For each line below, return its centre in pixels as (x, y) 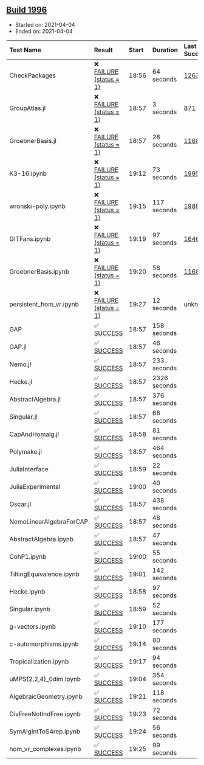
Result (104, 50)
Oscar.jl (20, 504)
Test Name (25, 50)
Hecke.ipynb (27, 591)
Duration (165, 50)
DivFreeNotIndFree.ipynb (45, 714)
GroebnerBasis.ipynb (39, 271)
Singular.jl (23, 417)
